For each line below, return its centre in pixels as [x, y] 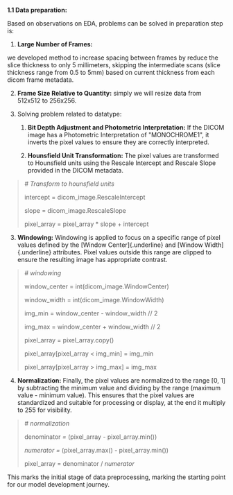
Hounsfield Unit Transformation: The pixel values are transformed [123, 156]
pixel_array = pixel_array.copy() [69, 340]
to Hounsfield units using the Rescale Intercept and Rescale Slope [122, 163]
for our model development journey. [58, 484]
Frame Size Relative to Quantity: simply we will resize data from [110, 93]
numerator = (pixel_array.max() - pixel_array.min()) [96, 450]
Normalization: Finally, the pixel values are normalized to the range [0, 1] [121, 380]
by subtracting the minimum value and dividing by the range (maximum [119, 388]
